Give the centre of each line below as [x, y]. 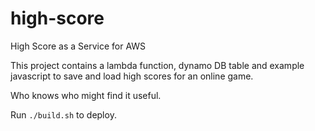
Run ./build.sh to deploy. [63, 114]
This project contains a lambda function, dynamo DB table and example [157, 65]
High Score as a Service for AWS [78, 46]
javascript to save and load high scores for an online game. [132, 76]
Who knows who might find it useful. [86, 95]
